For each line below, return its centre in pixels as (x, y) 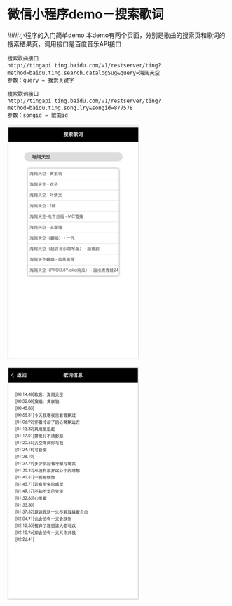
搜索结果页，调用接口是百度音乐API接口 (64, 43)
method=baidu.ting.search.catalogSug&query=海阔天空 (84, 73)
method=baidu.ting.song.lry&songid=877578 (70, 108)
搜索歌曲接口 (23, 58)
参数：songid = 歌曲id (38, 115)
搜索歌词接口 (23, 94)
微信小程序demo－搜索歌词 (86, 14)
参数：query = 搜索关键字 (41, 80)
